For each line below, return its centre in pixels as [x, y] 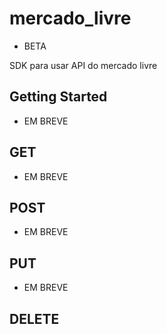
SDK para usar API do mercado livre [83, 65]
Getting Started [58, 97]
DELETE [34, 318]
